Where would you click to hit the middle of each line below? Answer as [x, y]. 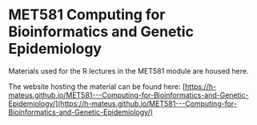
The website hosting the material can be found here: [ [97, 87]
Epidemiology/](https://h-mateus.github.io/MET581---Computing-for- [123, 103]
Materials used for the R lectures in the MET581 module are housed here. [128, 71]
